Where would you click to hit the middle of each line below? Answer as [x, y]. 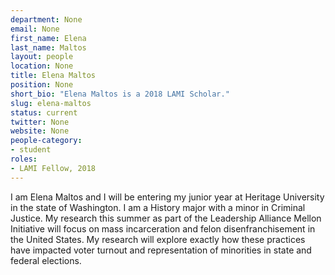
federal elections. [46, 260]
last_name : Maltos [48, 47]
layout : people [42, 57]
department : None [46, 19]
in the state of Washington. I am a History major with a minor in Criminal [158, 207]
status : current [44, 112]
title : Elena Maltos [53, 76]
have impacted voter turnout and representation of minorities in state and [161, 250]
